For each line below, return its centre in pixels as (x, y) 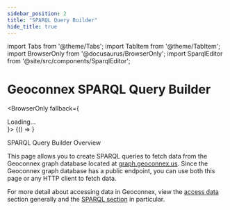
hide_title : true (32, 26)
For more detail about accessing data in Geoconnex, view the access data (113, 192)
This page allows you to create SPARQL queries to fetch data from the (107, 156)
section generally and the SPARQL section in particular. (86, 200)
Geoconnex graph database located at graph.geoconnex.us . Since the (108, 163)
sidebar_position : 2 (37, 14)
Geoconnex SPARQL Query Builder (109, 89)
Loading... (22, 122)
